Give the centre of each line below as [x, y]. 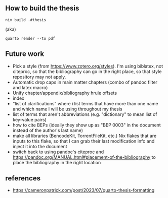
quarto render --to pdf [30, 38]
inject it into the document [40, 146]
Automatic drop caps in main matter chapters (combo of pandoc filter [85, 82]
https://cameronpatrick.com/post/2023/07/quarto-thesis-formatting [83, 190]
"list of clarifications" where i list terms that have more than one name [85, 103]
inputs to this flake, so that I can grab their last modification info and [83, 141]
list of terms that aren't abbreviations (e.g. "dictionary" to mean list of [85, 114]
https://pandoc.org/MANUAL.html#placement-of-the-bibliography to [84, 157]
